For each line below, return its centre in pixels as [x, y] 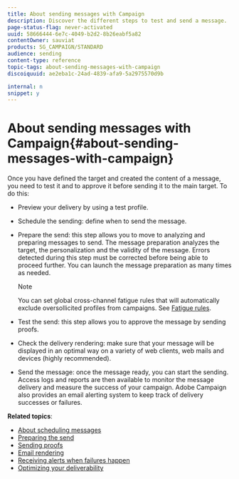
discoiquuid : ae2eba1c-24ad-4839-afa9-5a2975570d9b [85, 73]
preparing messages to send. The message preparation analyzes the [118, 242]
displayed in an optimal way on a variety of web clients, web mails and [121, 351]
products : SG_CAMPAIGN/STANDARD [55, 47]
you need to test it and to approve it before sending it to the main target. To [117, 186]
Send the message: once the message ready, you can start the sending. [123, 372]
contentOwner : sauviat [41, 41]
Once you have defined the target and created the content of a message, [115, 178]
